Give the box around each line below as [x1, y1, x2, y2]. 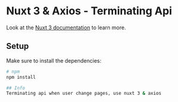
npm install [6, 74, 36, 80]
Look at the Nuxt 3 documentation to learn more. [6, 24, 127, 31]
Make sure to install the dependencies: [6, 57, 102, 64]
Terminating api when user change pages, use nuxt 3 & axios [6, 91, 162, 97]
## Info [6, 85, 26, 91]
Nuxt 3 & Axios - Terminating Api [6, 4, 172, 18]
